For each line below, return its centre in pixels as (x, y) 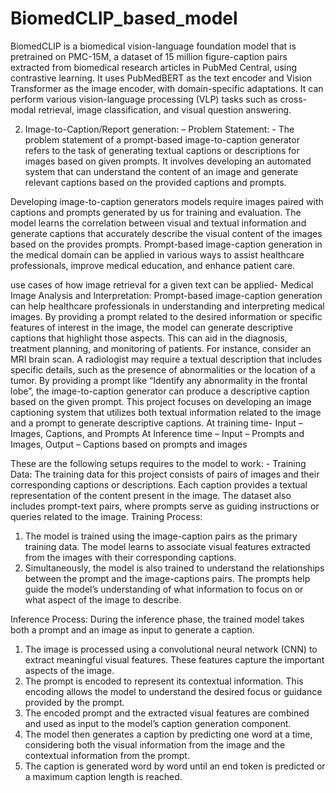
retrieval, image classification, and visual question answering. (165, 109)
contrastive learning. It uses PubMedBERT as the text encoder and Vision (161, 78)
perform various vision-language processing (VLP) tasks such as (144, 99)
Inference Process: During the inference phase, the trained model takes (157, 619)
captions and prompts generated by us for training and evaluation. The (156, 212)
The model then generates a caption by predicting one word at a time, (168, 734)
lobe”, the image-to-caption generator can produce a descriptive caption (160, 391)
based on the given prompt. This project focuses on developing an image (161, 401)
